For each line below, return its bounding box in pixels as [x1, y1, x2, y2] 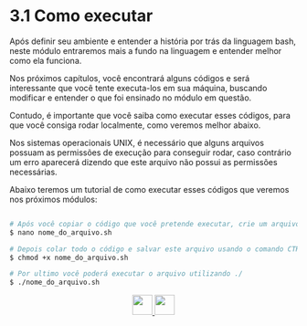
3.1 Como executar [9, 5, 153, 26]
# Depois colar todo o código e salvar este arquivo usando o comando [9, 244, 284, 254]
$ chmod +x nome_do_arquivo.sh [9, 253, 129, 262]
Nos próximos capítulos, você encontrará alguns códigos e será [9, 72, 250, 83]
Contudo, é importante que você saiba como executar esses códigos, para [9, 110, 291, 121]
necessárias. [9, 166, 58, 177]
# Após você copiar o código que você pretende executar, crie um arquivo [9, 219, 301, 228]
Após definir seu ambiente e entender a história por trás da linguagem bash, [9, 36, 297, 47]
